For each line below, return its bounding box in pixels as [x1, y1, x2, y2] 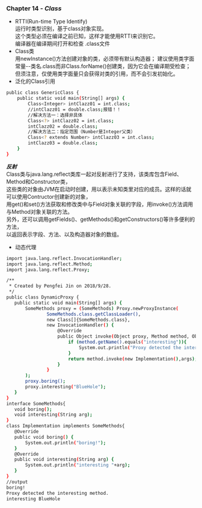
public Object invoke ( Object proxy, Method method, [57, 333, 189, 339]
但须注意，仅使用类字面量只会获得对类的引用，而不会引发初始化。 [14, 70, 179, 78]
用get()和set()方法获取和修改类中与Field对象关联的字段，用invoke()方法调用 [6, 200, 194, 208]
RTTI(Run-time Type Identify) [14, 18, 88, 25]
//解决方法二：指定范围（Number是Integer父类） [28, 129, 136, 135]
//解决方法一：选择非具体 [28, 112, 83, 118]
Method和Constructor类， [6, 178, 71, 185]
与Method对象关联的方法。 [6, 208, 73, 215]
